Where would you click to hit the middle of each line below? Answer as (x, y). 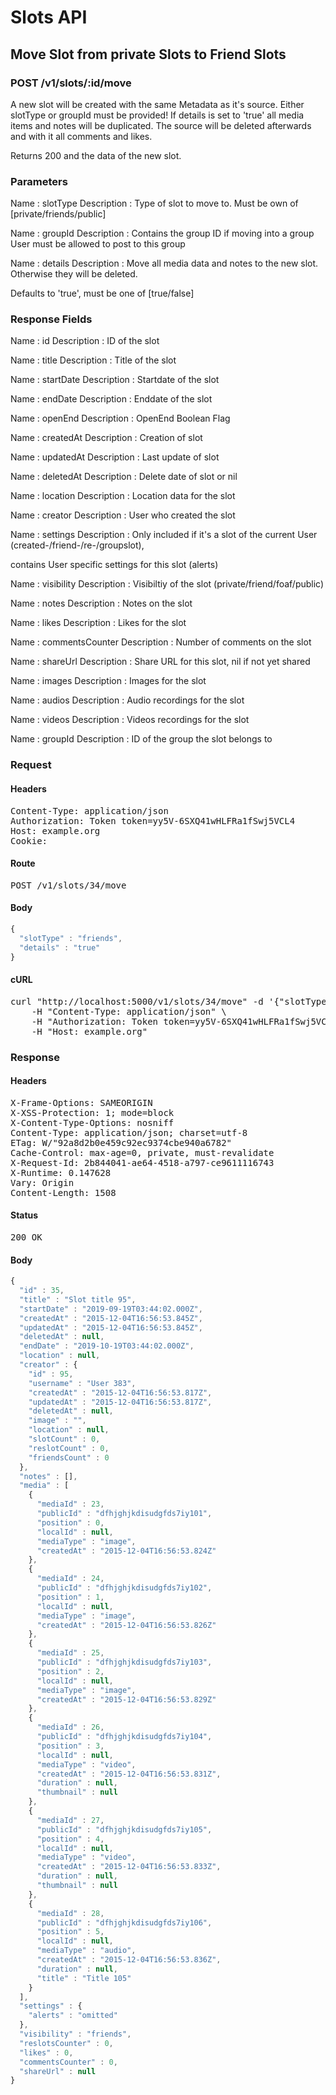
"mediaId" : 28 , (70, 1913)
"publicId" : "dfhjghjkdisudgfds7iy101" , (124, 1514)
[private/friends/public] (58, 214)
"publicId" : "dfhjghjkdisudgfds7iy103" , (124, 1662)
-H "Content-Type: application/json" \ (129, 1011)
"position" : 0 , (70, 1522)
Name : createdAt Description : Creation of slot (106, 438)
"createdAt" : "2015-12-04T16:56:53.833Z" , (129, 1867)
